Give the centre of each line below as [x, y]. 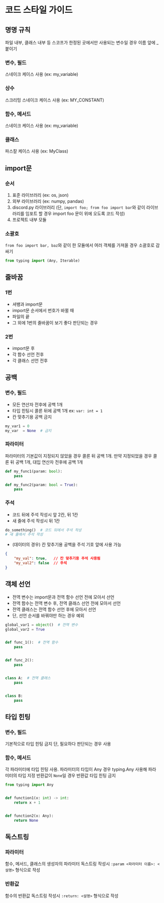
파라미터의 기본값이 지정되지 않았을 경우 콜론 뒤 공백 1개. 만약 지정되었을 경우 [79, 456]
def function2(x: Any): [29, 816]
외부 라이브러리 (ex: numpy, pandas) [48, 201]
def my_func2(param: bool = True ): [41, 485]
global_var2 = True [25, 629]
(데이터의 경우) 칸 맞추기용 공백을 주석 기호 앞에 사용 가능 [67, 545]
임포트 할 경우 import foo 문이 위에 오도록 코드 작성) [75, 213]
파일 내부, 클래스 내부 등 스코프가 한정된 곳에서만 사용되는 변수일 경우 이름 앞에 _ [82, 43]
